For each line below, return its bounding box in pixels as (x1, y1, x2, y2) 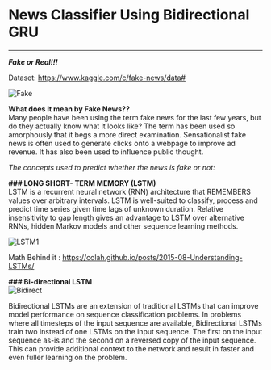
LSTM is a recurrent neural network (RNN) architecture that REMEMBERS (8, 187, 252, 196)
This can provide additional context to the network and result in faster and (8, 343, 255, 353)
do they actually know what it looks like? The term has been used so (8, 121, 236, 131)
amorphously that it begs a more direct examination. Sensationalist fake (8, 129, 247, 139)
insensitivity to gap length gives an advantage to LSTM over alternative (8, 212, 244, 222)
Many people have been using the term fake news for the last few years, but (8, 112, 262, 122)
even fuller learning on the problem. (8, 352, 127, 362)
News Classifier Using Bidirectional (8, 6, 250, 24)
